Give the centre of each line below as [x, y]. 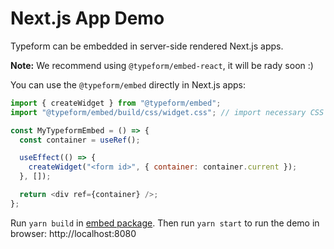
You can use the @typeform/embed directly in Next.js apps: [128, 84]
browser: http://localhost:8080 [73, 233]
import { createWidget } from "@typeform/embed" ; [116, 103]
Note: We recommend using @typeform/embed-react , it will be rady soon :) [162, 65]
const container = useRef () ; [80, 140]
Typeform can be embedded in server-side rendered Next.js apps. [147, 46]
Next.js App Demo [87, 18]
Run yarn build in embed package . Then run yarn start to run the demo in [165, 223]
